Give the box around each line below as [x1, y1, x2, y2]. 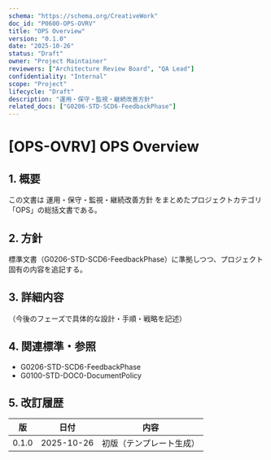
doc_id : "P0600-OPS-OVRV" [8, 20, 96, 28]
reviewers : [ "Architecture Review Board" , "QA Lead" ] [8, 65, 195, 73]
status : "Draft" [8, 50, 63, 58]
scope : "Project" [8, 80, 68, 88]
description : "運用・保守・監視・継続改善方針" [8, 95, 155, 103]
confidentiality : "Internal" [8, 72, 107, 80]
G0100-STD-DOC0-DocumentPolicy [20, 371, 142, 380]
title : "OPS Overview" [8, 27, 85, 35]
